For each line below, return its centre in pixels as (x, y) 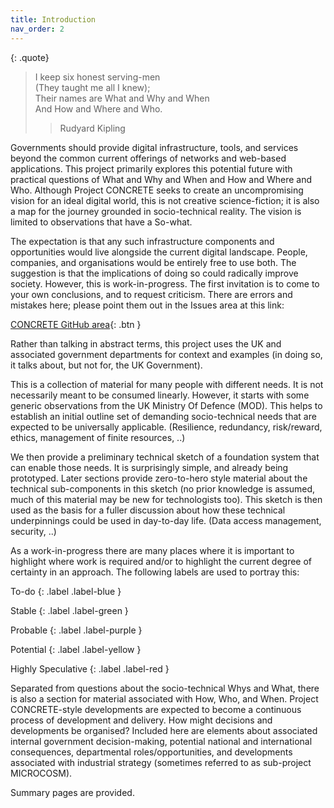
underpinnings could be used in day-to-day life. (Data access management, (166, 520)
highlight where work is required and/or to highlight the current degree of (161, 561)
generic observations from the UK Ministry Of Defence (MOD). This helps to (166, 405)
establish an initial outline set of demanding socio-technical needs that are (163, 416)
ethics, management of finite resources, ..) (98, 437)
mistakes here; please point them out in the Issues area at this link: (147, 305)
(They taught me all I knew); (92, 87)
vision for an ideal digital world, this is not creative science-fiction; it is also (165, 200)
